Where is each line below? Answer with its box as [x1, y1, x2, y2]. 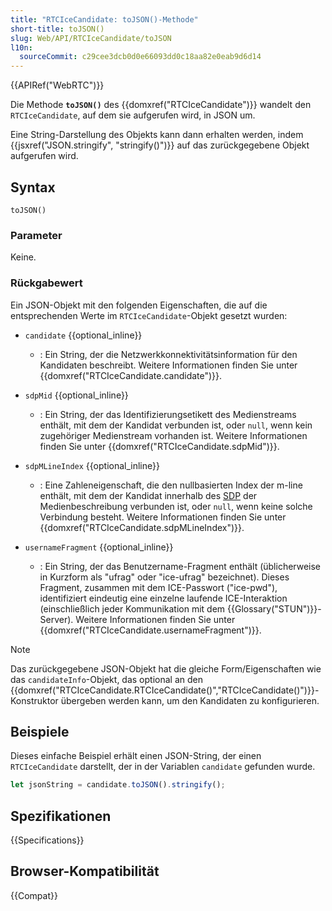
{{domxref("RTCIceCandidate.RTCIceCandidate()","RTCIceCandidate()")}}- [10, 684, 320, 696]
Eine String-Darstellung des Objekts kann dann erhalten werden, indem [10, 129, 304, 141]
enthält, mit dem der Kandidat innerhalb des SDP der [39, 489, 258, 501]
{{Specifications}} [10, 834, 85, 846]
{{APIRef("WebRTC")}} [10, 79, 105, 91]
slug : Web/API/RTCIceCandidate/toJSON [10, 33, 172, 43]
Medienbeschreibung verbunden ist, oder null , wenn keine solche [39, 500, 313, 512]
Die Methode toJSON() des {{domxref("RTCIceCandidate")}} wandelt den [10, 99, 312, 111]
